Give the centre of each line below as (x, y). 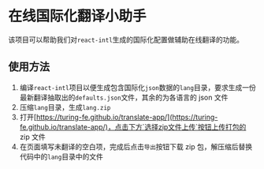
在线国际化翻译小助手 (78, 16)
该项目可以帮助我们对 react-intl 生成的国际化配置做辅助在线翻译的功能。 (126, 39)
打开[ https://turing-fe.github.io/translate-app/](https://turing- (119, 117)
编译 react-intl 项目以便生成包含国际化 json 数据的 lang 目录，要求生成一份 (138, 87)
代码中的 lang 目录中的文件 (61, 156)
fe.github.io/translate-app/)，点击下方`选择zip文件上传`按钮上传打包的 (133, 126)
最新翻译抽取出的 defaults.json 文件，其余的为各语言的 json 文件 (124, 97)
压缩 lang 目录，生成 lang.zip (65, 107)
